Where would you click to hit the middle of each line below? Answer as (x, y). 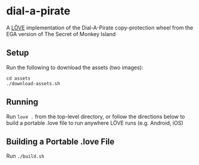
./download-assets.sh (33, 83)
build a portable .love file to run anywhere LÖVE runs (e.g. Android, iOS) (95, 123)
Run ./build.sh (25, 156)
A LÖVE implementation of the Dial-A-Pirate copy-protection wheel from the (100, 28)
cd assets (19, 78)
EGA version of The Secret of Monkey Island (61, 34)
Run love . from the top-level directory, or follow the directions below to (96, 116)
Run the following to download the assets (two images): (75, 67)
